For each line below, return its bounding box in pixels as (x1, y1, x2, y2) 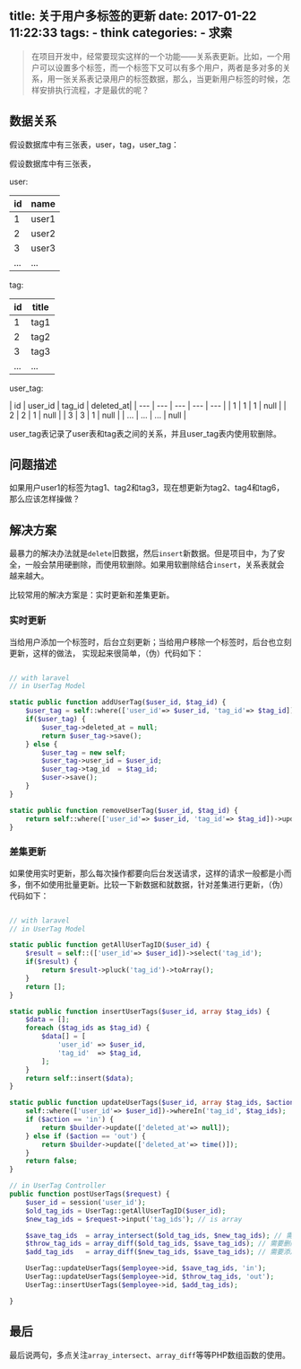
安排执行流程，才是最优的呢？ (39, 84, 150, 95)
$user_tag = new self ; (41, 748, 126, 757)
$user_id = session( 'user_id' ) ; (25, 1197, 146, 1206)
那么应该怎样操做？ (9, 493, 81, 505)
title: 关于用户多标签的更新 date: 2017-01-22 (9, 8, 257, 24)
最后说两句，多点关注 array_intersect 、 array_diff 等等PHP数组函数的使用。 (9, 1349, 291, 1360)
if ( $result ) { (25, 958, 78, 967)
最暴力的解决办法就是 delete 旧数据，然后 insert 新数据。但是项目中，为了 (9, 548, 278, 559)
